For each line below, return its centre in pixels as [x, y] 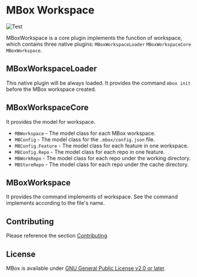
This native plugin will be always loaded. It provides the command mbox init [98, 83]
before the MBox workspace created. [51, 89]
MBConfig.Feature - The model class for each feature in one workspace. [101, 146]
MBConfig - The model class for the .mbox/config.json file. [85, 139]
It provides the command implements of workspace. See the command [92, 197]
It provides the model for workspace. [51, 121]
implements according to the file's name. [56, 203]
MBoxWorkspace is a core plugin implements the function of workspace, [94, 38]
